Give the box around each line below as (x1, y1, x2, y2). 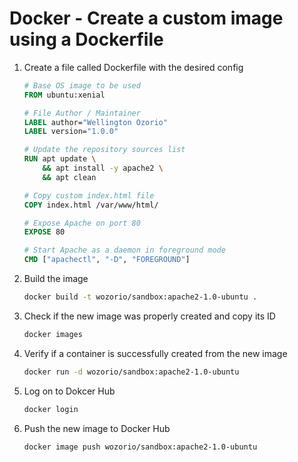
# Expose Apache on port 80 (23, 218, 141, 228)
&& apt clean (42, 172, 97, 182)
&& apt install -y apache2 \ (42, 163, 164, 174)
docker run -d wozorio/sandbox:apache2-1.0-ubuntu (23, 367, 240, 377)
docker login (23, 404, 79, 414)
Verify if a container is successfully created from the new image (23, 347, 288, 359)
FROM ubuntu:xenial (23, 90, 106, 100)
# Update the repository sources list (23, 145, 186, 155)
